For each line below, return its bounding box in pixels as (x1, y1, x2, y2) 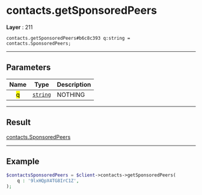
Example (6, 156, 40, 166)
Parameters (6, 63, 51, 73)
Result (6, 117, 31, 128)
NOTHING (57, 90, 85, 99)
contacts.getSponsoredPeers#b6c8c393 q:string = (6, 35, 130, 41)
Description (57, 80, 91, 88)
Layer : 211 (6, 23, 33, 31)
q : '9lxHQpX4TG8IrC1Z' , (17, 178, 79, 184)
